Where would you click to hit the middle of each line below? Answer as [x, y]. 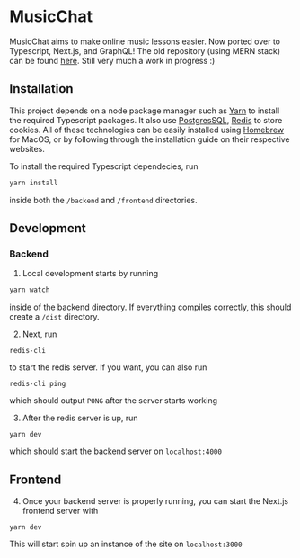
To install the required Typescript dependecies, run [104, 166]
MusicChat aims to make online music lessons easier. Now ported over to [145, 41]
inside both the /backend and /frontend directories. [103, 200]
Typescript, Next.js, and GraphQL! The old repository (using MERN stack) [145, 50]
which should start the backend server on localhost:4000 [116, 451]
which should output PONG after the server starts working [114, 400]
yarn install [34, 183]
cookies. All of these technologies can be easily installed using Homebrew [147, 130]
